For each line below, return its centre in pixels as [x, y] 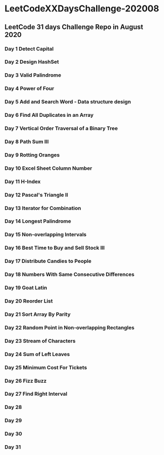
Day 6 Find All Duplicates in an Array [49, 115]
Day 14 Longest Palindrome [38, 221]
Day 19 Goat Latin [26, 288]
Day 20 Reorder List [29, 301]
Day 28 [13, 407]
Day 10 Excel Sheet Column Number [48, 168]
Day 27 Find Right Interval [36, 394]
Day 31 [13, 447]
